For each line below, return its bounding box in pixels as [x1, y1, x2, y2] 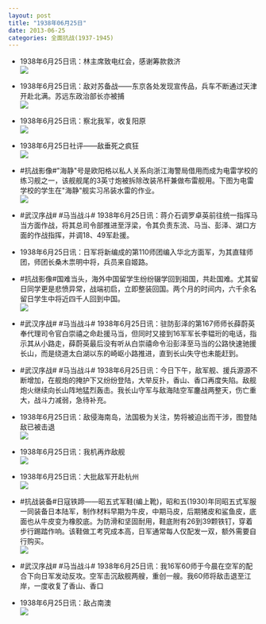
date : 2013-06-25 [8, 26, 66, 34]
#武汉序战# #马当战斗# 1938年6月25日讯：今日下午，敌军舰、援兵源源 [19, 366, 252, 375]
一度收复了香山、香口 [33, 581, 104, 591]
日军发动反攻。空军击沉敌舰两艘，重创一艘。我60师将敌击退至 [40, 572, 245, 581]
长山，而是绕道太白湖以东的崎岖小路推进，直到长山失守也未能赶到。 [19, 349, 243, 359]
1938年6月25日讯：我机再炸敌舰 [19, 447, 125, 457]
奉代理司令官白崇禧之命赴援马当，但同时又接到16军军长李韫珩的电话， [19, 329, 250, 339]
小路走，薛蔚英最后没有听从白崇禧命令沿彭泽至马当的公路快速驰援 [40, 339, 256, 348]
